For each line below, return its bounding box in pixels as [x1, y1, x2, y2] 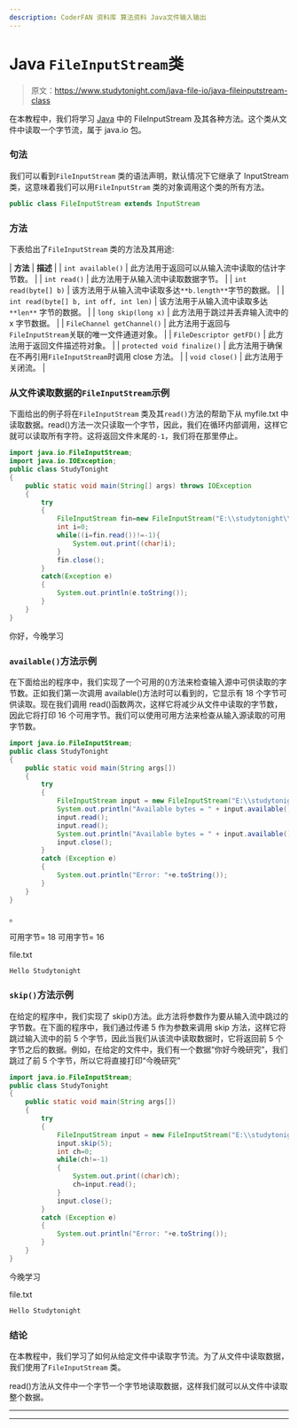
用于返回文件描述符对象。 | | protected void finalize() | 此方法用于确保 [16, 341, 283, 351]
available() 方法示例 [9, 655, 98, 667]
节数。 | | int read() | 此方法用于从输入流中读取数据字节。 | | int [9, 274, 247, 285]
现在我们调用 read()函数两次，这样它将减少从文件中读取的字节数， [39, 699, 282, 710]
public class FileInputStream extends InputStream [9, 199, 200, 208]
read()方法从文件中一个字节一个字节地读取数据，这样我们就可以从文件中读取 [9, 1380, 288, 1391]
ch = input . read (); [72, 1181, 137, 1189]
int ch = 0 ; [56, 1147, 93, 1156]
